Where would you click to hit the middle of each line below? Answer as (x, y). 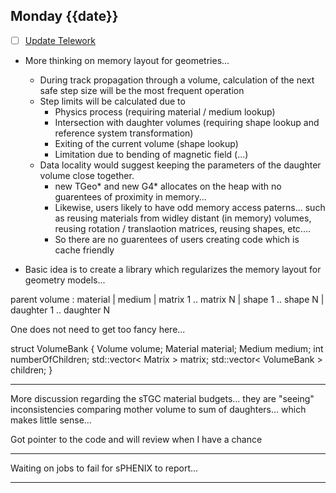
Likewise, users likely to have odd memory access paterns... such (190, 207)
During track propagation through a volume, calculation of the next (177, 80)
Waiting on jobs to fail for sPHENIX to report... (104, 468)
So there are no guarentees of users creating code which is (177, 239)
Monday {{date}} (64, 16)
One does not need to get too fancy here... (98, 329)
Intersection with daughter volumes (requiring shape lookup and (187, 122)
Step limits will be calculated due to (112, 101)
